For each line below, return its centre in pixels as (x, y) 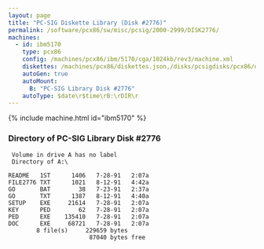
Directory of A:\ (40, 162)
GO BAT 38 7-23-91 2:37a (79, 189)
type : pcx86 (42, 52)
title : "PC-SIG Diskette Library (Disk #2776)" (88, 23)
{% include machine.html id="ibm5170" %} (77, 118)
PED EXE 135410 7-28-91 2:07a (79, 217)
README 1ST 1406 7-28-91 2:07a (79, 175)
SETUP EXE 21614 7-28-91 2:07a (79, 203)
